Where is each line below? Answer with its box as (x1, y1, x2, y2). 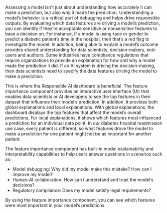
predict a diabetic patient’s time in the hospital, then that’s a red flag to (5, 36, 150, 42)
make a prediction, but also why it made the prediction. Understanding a (5, 9, 154, 15)
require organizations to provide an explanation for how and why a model (5, 57, 156, 63)
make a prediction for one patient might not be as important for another (5, 131, 152, 136)
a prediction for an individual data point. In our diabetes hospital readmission (5, 120, 163, 126)
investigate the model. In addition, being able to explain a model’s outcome (5, 41, 159, 47)
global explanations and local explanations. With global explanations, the (5, 104, 155, 110)
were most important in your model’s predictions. (5, 202, 106, 208)
